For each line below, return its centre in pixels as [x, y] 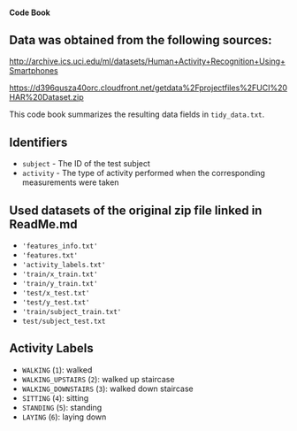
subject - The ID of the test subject [86, 164]
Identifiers [38, 142]
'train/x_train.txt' [60, 274]
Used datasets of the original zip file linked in [136, 210]
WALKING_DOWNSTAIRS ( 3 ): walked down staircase [107, 389]
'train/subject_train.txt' [72, 312]
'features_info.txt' [60, 246]
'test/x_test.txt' [56, 293]
